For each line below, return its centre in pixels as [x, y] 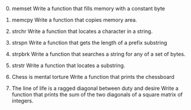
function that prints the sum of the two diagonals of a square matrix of [97, 94]
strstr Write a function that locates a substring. [68, 65]
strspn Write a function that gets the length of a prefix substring [89, 43]
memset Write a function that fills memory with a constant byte [88, 9]
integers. [22, 101]
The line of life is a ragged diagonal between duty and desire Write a [95, 88]
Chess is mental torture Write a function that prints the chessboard [93, 77]
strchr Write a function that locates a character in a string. [82, 31]
